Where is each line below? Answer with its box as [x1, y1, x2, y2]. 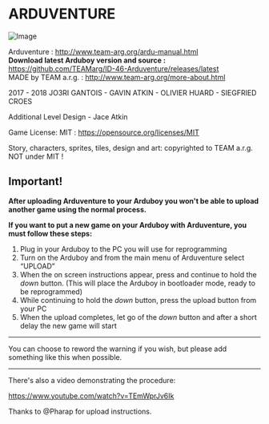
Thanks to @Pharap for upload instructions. [8, 406, 152, 416]
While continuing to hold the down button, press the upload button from [19, 295, 257, 305]
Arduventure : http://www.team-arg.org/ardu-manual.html [8, 46, 199, 56]
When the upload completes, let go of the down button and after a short [19, 312, 258, 321]
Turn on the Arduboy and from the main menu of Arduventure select [19, 252, 245, 262]
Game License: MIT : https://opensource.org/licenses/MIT [8, 127, 200, 137]
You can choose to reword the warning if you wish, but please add [8, 344, 227, 353]
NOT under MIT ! [8, 151, 64, 161]
